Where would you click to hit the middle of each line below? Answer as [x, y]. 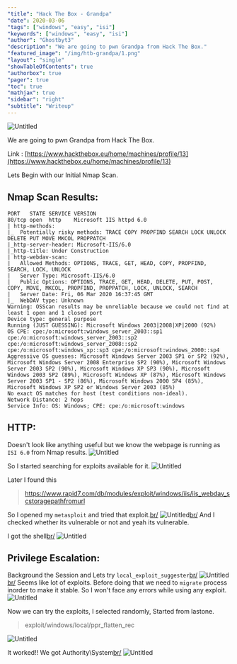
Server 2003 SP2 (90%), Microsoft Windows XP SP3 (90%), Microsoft [109, 368]
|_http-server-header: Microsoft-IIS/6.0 [69, 244]
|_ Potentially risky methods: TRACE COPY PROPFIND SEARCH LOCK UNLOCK [117, 232]
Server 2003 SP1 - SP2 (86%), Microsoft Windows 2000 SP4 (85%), [105, 381]
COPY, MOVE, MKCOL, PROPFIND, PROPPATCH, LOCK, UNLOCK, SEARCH [103, 288]
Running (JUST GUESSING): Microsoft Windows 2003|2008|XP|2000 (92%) [112, 325]
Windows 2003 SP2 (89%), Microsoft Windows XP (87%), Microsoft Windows [117, 375]
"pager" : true [28, 80]
